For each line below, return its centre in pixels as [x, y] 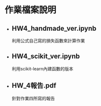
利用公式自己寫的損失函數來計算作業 [48, 41]
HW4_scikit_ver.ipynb [46, 56]
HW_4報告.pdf [34, 86]
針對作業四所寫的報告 [33, 98]
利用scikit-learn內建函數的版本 [42, 68]
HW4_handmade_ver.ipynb [54, 28]
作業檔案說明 [31, 10]
